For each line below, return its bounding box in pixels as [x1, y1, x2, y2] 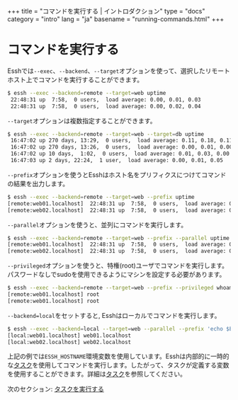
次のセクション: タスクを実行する [7, 385, 104, 394]
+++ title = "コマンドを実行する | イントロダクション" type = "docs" [7, 7, 205, 15]
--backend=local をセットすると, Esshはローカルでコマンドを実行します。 [7, 311, 221, 319]
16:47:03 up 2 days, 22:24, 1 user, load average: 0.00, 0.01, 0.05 [10, 157, 223, 164]
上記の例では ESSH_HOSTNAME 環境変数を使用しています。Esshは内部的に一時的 [7, 352, 229, 360]
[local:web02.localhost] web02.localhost [7, 338, 132, 345]
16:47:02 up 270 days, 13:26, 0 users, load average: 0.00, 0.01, [10, 144, 217, 151]
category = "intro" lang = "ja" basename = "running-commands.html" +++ [7, 15, 225, 23]
